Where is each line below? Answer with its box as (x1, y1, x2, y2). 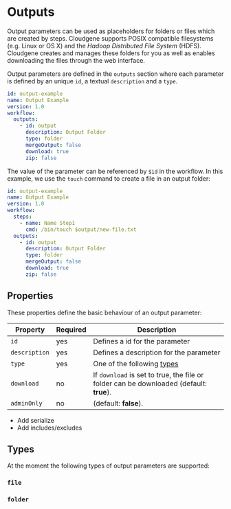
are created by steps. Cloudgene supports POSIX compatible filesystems (7, 34, 214, 42)
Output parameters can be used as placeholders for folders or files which (7, 27, 215, 35)
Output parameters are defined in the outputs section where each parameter (7, 70, 224, 78)
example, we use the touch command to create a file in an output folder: (7, 174, 211, 183)
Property (14, 325, 45, 335)
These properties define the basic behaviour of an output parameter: (7, 308, 202, 317)
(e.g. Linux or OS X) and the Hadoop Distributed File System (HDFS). (7, 41, 201, 50)
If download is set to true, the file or (93, 370, 204, 379)
